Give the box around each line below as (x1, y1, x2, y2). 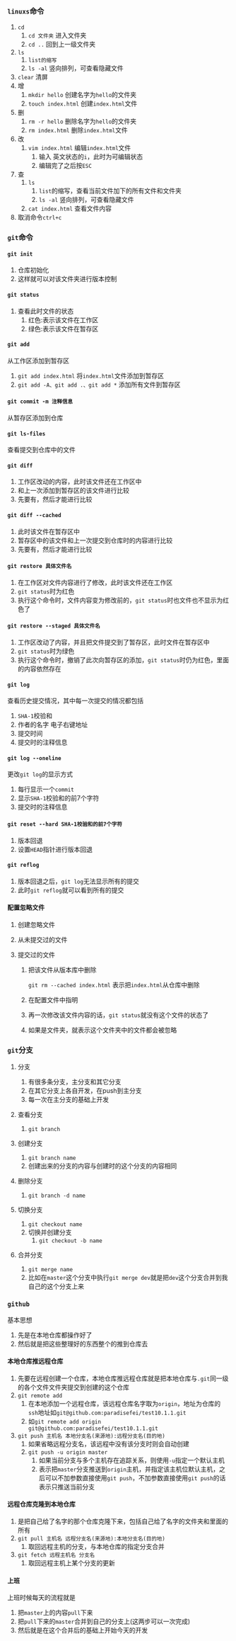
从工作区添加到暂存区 (7, 356, 69, 365)
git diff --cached (7, 512, 61, 519)
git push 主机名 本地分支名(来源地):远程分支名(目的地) (17, 1432, 166, 1439)
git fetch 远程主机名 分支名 (17, 1552, 95, 1559)
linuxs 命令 (7, 6, 45, 16)
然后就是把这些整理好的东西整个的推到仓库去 (17, 1339, 148, 1348)
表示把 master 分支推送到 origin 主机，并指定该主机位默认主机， (38, 1465, 220, 1473)
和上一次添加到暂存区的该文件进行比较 (17, 487, 129, 495)
